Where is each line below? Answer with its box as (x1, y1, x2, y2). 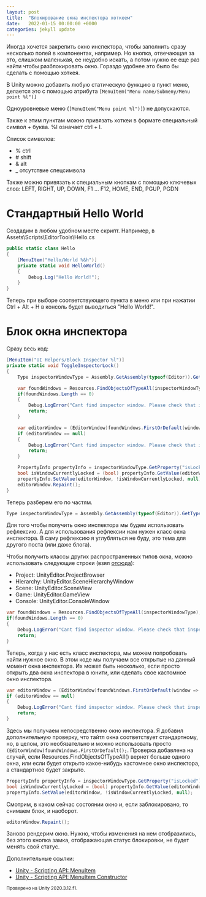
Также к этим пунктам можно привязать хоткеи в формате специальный (6, 117, 198, 124)
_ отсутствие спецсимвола (15, 167, 86, 174)
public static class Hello (6, 245, 75, 252)
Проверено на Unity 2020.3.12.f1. (6, 885, 78, 891)
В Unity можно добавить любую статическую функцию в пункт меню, (6, 81, 190, 89)
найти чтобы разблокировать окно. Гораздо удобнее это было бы (6, 63, 179, 70)
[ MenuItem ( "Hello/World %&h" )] (17, 256, 97, 263)
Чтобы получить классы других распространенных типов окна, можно (6, 553, 193, 560)
